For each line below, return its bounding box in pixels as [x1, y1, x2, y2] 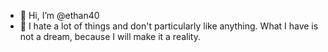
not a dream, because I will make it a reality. [19, 31, 201, 42]
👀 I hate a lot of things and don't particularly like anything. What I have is [19, 20, 319, 32]
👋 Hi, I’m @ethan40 [19, 10, 100, 21]
